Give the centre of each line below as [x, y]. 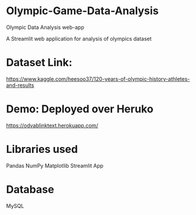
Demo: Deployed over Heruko [80, 109]
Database [30, 189]
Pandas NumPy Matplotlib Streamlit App [55, 165]
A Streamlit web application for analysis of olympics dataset [79, 38]
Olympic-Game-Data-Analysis [82, 11]
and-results [20, 85]
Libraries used [42, 149]
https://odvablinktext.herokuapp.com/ [52, 125]
